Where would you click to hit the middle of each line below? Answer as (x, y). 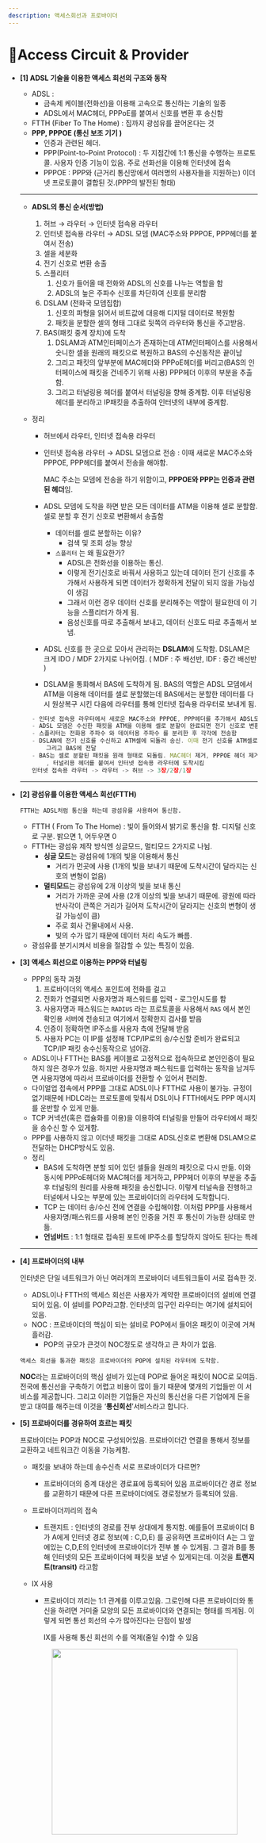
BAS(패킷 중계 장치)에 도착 (85, 332)
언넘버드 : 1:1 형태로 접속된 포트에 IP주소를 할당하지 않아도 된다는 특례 (150, 1236)
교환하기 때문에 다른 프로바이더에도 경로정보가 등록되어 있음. (145, 1493)
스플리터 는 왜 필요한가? (90, 553)
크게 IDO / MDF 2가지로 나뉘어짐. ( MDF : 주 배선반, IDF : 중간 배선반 (150, 658)
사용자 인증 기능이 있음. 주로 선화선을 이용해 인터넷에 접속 (142, 163)
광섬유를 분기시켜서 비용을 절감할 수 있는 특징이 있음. (113, 945)
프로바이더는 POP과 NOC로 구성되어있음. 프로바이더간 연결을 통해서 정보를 (135, 1439)
